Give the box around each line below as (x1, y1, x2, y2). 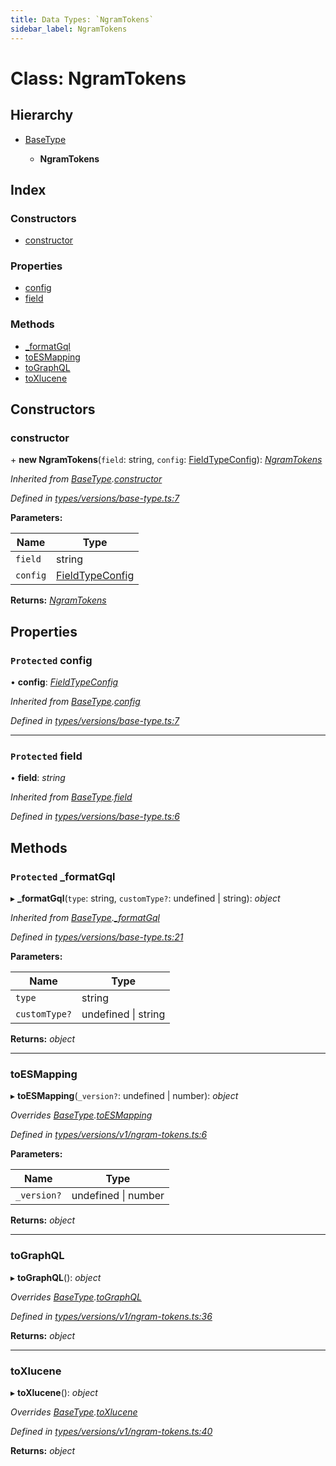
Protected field (10, 749, 83, 763)
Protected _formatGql (10, 869, 116, 883)
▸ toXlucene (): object (10, 1387, 98, 1399)
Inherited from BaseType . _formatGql (10, 912, 160, 924)
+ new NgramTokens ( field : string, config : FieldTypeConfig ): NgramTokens (10, 454, 323, 466)
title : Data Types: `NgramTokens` (10, 14, 155, 25)
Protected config (10, 653, 93, 667)
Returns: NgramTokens (10, 594, 107, 606)
